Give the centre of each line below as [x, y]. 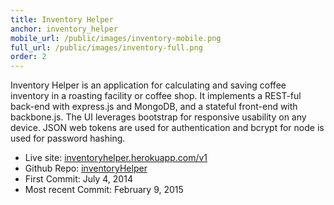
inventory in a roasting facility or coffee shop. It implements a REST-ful [156, 96]
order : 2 [28, 57]
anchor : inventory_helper [64, 29]
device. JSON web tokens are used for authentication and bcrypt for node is [167, 128]
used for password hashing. [68, 138]
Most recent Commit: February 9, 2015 [104, 190]
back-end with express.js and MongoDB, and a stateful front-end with [154, 107]
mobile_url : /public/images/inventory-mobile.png [116, 38]
